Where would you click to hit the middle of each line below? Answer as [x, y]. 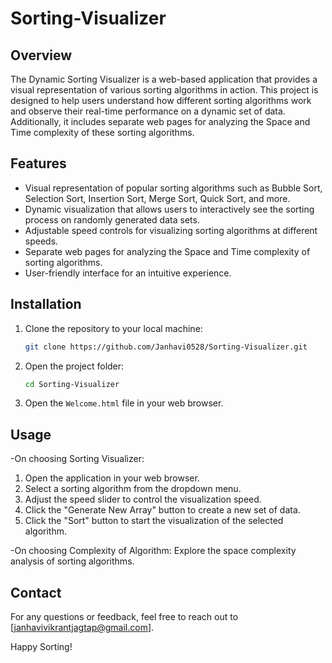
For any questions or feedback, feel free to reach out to [124, 616]
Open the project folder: [74, 366]
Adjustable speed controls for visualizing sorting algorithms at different [171, 230]
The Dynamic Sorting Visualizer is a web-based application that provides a [164, 79]
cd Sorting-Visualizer [72, 384]
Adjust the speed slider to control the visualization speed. [143, 499]
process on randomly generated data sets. [112, 219]
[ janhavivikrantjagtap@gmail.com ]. [82, 627]
